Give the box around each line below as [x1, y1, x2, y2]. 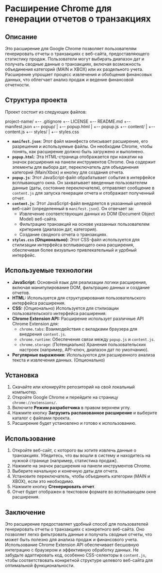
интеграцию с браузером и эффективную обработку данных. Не [5, 547, 139, 553]
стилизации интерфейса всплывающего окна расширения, [12, 242, 134, 248]
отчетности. [5, 82, 30, 88]
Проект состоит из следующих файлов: [5, 109, 87, 115]
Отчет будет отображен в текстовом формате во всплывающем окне [12, 489, 156, 495]
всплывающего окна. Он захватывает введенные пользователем [12, 179, 147, 185]
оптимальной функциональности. [5, 563, 75, 569]
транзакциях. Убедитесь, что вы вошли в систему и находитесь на [12, 453, 151, 458]
